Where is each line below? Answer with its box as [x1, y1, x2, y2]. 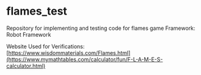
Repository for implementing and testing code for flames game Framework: [6, 24, 196, 32]
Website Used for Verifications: [6, 43, 85, 50]
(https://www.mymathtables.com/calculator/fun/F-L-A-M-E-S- [6, 55, 163, 63]
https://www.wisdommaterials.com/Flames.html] [8, 49, 131, 56]
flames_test [6, 4, 67, 18]
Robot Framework [6, 30, 51, 38]
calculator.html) [6, 62, 46, 70]
